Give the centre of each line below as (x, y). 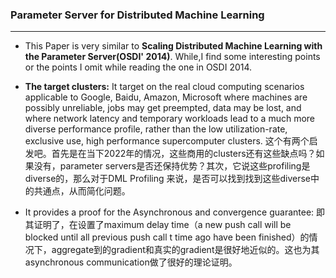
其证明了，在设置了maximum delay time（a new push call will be (158, 225)
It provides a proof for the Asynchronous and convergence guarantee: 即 (175, 212)
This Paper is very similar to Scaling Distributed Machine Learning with (173, 46)
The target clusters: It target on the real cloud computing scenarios (164, 87)
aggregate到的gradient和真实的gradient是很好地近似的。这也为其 (185, 250)
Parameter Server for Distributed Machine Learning (137, 15)
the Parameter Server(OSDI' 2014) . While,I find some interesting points (172, 57)
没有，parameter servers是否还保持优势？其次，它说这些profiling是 (172, 166)
